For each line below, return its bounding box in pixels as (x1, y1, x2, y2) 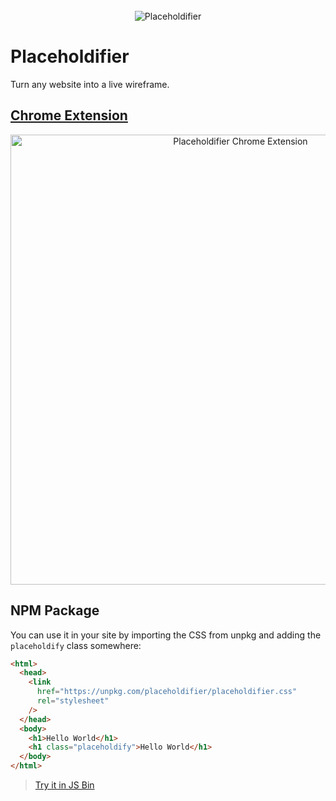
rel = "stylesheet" (36, 696, 110, 706)
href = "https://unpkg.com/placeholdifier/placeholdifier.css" (36, 687, 298, 697)
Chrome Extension (10, 107, 128, 124)
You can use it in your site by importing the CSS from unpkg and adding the (10, 629, 322, 641)
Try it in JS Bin (34, 779, 95, 791)
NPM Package (10, 602, 100, 619)
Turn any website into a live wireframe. (10, 78, 170, 90)
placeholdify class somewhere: (10, 639, 142, 651)
